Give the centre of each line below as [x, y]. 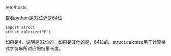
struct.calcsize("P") [28, 32]
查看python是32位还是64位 [34, 18]
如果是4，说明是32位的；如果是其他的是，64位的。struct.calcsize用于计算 [83, 42]
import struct [20, 27]
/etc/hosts [16, 7]
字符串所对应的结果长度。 [36, 48]
